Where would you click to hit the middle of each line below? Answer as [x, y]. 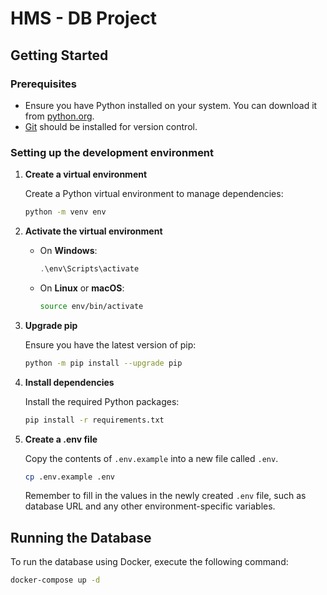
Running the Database [81, 537]
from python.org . [59, 116]
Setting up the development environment [112, 152]
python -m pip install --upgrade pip [103, 363]
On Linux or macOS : [82, 288]
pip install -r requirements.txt [94, 420]
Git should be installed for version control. [111, 126]
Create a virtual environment [86, 174]
